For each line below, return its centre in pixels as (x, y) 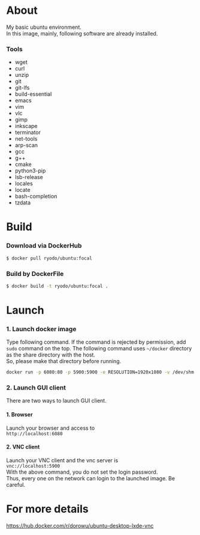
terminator (28, 132)
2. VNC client (23, 447)
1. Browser (19, 415)
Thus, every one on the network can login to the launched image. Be (91, 478)
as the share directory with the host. (51, 355)
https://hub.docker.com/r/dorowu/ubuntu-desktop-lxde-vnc (80, 525)
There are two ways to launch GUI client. (56, 401)
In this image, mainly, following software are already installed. (82, 33)
